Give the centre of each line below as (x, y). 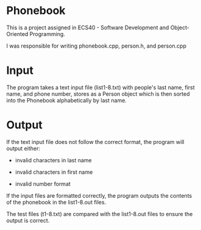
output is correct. (28, 220)
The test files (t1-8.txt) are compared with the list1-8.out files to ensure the (100, 214)
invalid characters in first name (54, 172)
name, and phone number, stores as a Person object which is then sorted (98, 94)
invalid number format (43, 184)
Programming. (47, 34)
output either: (23, 148)
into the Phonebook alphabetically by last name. (66, 100)
